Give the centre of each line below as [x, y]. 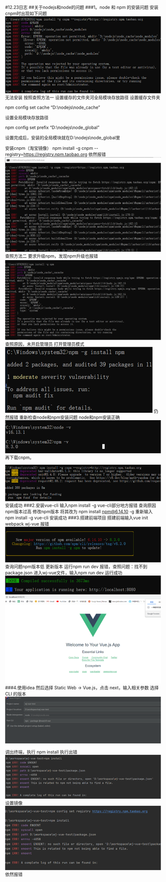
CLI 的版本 [16, 694]
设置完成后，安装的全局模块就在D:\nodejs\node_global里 [62, 137]
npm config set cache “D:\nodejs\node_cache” [53, 107]
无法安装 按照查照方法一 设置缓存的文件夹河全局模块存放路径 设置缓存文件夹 [83, 97]
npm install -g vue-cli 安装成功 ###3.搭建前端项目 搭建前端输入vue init [77, 518]
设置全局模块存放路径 [27, 117]
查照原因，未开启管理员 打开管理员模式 [45, 344]
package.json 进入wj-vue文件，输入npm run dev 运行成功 [64, 573]
